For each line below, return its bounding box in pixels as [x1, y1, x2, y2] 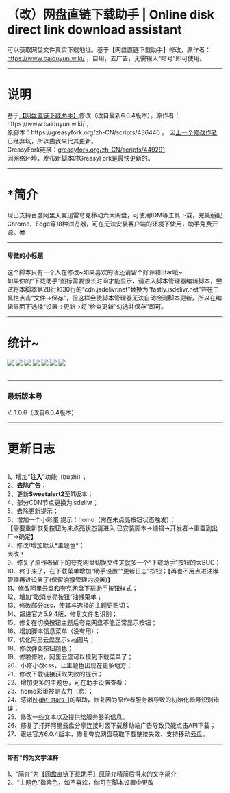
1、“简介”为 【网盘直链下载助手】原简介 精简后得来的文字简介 [7, 770, 177, 778]
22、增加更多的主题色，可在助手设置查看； [7, 678, 129, 687]
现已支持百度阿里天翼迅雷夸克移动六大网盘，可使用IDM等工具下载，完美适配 [7, 211, 222, 219]
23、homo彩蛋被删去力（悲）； [7, 687, 94, 696]
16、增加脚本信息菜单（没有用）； [7, 627, 101, 635]
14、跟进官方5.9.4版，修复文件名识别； [7, 610, 118, 618]
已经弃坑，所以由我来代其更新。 [7, 137, 97, 145]
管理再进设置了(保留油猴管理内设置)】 [7, 576, 114, 584]
